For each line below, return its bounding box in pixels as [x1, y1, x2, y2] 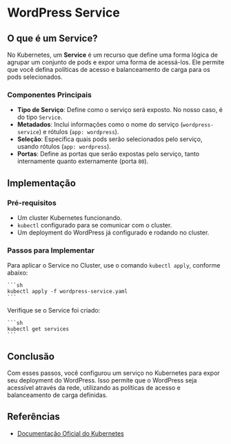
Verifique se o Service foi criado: [7, 306, 101, 315]
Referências [7, 411, 61, 423]
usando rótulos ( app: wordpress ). [17, 142, 112, 151]
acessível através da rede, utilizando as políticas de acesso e [7, 384, 181, 392]
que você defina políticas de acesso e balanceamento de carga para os [7, 66, 210, 73]
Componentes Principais [7, 90, 92, 100]
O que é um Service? [7, 33, 98, 44]
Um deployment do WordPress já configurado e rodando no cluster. [17, 228, 210, 237]
